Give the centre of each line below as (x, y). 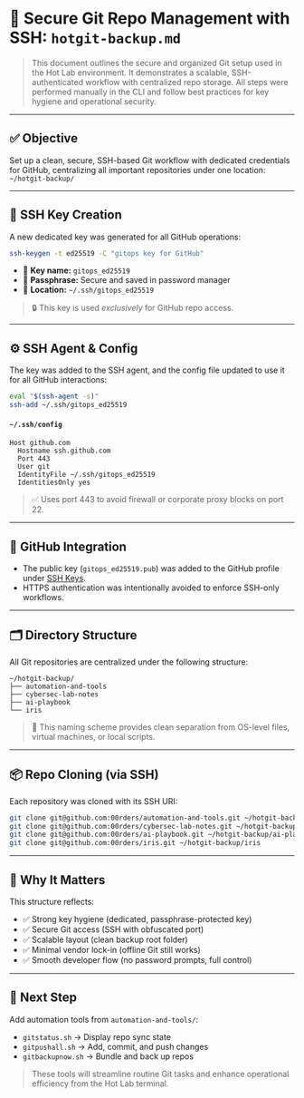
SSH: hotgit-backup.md (95, 38)
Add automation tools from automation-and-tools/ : (104, 1019)
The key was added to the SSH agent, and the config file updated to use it (147, 370)
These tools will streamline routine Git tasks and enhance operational (160, 1074)
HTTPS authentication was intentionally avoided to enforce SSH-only (151, 588)
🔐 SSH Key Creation (66, 215)
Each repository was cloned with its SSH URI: (94, 801)
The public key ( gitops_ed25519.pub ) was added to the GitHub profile (151, 568)
